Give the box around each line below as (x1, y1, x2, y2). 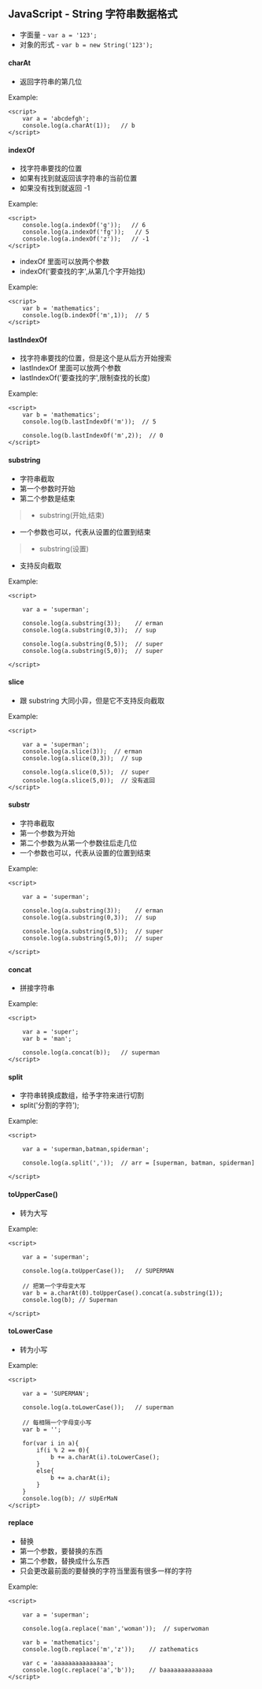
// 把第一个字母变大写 (22, 1282, 87, 1290)
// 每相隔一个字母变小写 (22, 1419, 92, 1426)
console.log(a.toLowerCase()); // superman (22, 1403, 175, 1411)
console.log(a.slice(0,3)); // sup (22, 754, 143, 762)
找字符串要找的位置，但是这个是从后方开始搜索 (19, 353, 172, 363)
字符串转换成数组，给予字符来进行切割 (19, 1091, 144, 1100)
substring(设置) (39, 543, 89, 554)
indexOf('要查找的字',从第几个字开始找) (19, 267, 146, 276)
